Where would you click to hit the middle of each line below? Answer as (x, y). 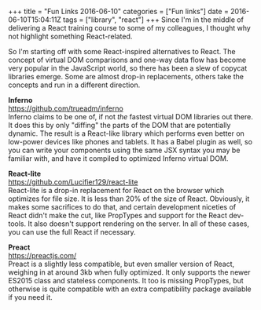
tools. (17, 224)
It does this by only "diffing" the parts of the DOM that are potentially (119, 125)
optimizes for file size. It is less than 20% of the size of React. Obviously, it (129, 199)
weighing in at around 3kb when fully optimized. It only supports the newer (129, 272)
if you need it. (30, 297)
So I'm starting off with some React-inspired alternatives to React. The (122, 51)
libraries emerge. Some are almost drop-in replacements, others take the (126, 77)
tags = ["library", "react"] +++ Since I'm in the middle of (153, 20)
